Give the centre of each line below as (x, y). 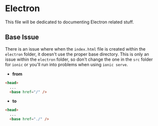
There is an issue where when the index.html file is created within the (75, 49)
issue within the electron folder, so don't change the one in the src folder (79, 59)
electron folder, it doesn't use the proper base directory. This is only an (77, 54)
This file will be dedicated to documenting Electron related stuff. (69, 22)
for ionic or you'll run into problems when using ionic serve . (67, 64)
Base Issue (22, 37)
